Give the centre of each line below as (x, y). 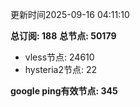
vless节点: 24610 (59, 57)
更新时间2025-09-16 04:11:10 (70, 14)
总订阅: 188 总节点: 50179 (63, 36)
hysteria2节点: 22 (60, 69)
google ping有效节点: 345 (64, 91)
